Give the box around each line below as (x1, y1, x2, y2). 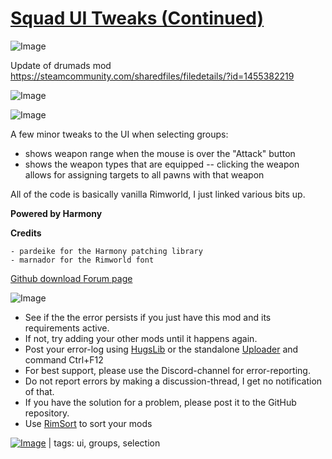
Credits (10, 227, 42, 239)
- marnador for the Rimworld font (10, 255, 155, 265)
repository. (24, 407, 70, 419)
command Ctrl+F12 (24, 353, 104, 366)
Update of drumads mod (10, 59, 112, 71)
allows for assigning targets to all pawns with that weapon (24, 168, 265, 181)
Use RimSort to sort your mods (24, 417, 153, 429)
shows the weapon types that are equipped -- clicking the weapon (24, 158, 300, 170)
